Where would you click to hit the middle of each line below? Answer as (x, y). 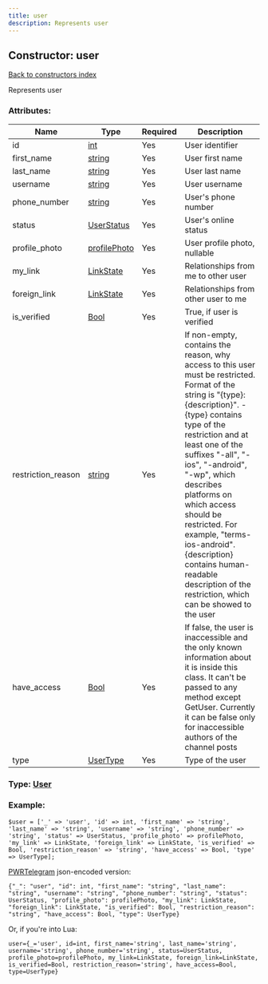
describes (203, 484)
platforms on (209, 494)
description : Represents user (59, 23)
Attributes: (30, 111)
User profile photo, (220, 243)
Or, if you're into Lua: (43, 929)
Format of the (210, 384)
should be (203, 514)
